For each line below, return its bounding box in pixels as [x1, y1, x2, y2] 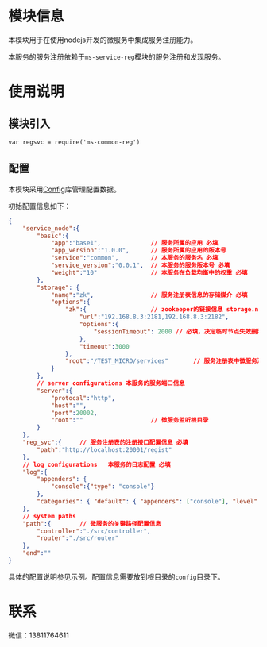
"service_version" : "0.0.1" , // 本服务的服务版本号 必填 [50, 261, 230, 269]
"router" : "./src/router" [37, 534, 119, 542]
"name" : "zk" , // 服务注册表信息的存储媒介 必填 [50, 291, 248, 298]
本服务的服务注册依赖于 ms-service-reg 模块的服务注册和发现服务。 [8, 52, 226, 61]
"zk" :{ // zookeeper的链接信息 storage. [64, 306, 256, 314]
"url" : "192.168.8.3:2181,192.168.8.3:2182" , [79, 313, 229, 322]
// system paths [22, 512, 77, 520]
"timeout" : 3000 [79, 342, 130, 350]
